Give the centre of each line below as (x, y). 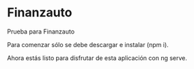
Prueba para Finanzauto (41, 31)
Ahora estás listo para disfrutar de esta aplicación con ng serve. (97, 58)
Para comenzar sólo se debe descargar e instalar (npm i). (88, 44)
